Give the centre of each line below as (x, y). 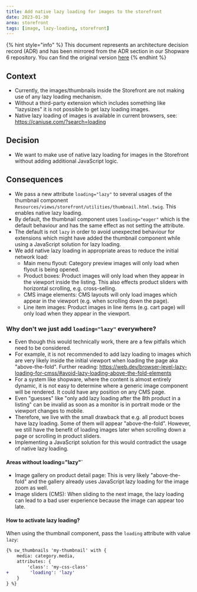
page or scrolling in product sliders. (58, 436)
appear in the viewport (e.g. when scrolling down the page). (96, 301)
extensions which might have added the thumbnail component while (98, 238)
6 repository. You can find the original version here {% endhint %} (86, 57)
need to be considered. (43, 348)
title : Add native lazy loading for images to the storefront (84, 12)
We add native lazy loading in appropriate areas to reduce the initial (96, 250)
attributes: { (34, 562)
